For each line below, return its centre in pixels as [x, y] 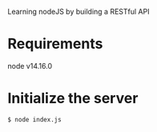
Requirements [55, 44]
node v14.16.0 [30, 66]
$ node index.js [34, 119]
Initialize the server [73, 98]
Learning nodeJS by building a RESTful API [78, 12]
